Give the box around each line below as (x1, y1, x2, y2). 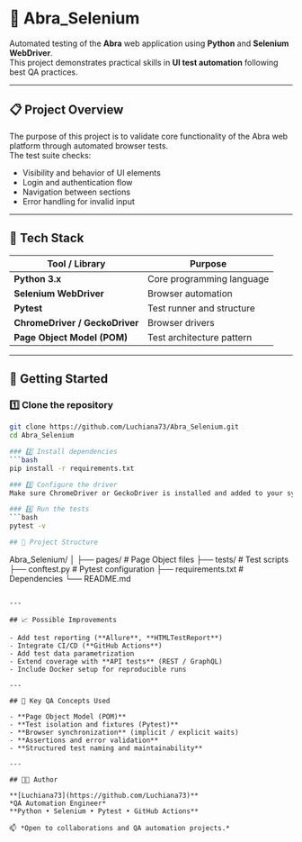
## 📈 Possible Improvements (9, 615, 117, 624)
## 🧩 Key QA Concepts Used (9, 696, 111, 705)
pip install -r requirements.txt (9, 464, 135, 473)
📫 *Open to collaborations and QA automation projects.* (9, 823, 231, 832)
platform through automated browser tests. (9, 140, 169, 151)
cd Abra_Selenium (9, 431, 75, 440)
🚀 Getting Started (9, 371, 109, 386)
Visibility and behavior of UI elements (22, 167, 162, 178)
